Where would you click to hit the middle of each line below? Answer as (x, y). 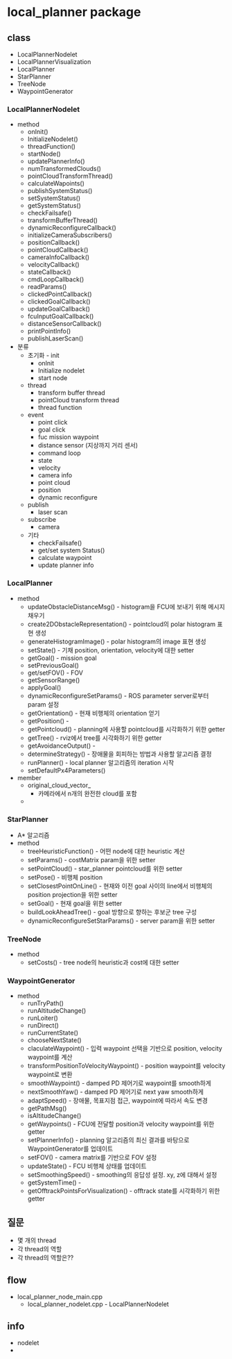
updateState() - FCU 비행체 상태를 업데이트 (87, 1166)
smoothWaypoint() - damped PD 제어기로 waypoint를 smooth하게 (119, 1083)
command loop (59, 453)
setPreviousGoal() (53, 665)
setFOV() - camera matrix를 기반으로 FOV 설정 (92, 1158)
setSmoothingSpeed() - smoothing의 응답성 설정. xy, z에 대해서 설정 (122, 1175)
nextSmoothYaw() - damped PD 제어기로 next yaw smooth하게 (116, 1092)
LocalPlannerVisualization (54, 62)
